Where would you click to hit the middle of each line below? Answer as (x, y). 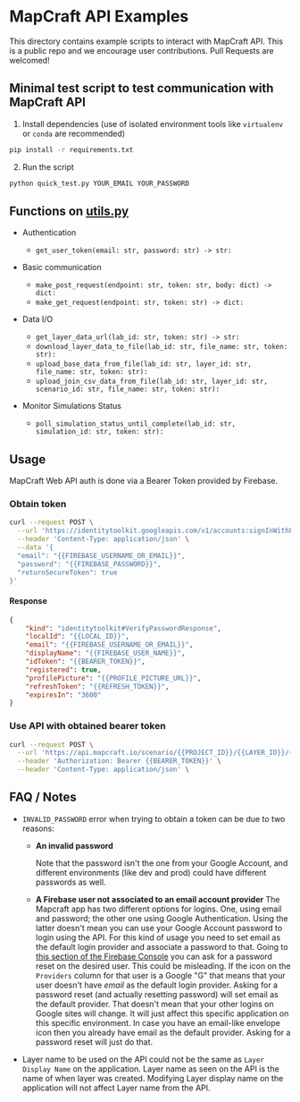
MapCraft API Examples (99, 17)
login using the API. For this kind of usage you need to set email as (158, 937)
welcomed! (30, 60)
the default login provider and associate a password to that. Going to (162, 946)
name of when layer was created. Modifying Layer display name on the (153, 1078)
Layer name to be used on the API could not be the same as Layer (143, 1059)
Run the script (48, 166)
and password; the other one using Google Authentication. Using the (162, 918)
